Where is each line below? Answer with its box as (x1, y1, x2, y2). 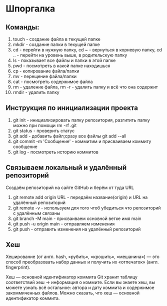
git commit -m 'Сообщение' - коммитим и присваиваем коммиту (12, 138, 151, 144)
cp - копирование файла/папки (12, 68, 79, 74)
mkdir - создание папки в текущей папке (12, 41, 100, 47)
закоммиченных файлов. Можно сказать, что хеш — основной (5, 290, 139, 296)
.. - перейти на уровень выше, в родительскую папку (12, 52, 127, 58)
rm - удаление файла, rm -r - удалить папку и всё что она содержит (12, 84, 158, 90)
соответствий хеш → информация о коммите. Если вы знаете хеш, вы (5, 279, 155, 285)
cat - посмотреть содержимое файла (12, 78, 93, 84)
